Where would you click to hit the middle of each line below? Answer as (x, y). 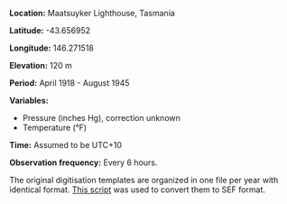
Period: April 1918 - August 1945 (69, 83)
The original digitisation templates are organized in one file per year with (144, 180)
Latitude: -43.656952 (50, 30)
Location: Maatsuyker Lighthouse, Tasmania (93, 13)
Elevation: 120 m (41, 65)
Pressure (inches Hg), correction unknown (101, 118)
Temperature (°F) (55, 127)
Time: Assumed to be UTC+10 (66, 145)
